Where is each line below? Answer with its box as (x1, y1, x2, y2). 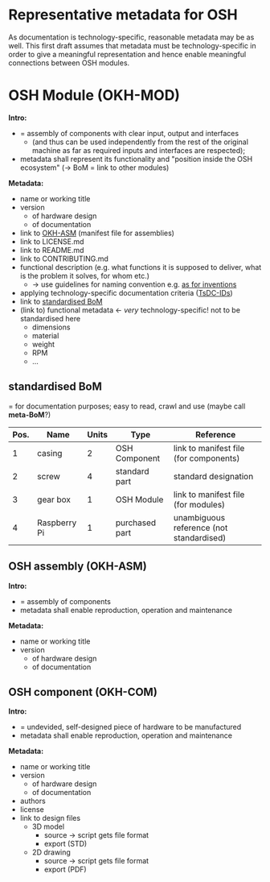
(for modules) (173, 499, 226, 510)
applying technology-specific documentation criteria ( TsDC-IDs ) (19, 288, 233, 297)
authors (19, 796, 46, 806)
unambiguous (173, 511, 226, 523)
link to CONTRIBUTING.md (19, 254, 108, 263)
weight (31, 339, 55, 349)
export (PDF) (43, 864, 87, 875)
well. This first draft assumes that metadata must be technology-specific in (8, 40, 257, 50)
